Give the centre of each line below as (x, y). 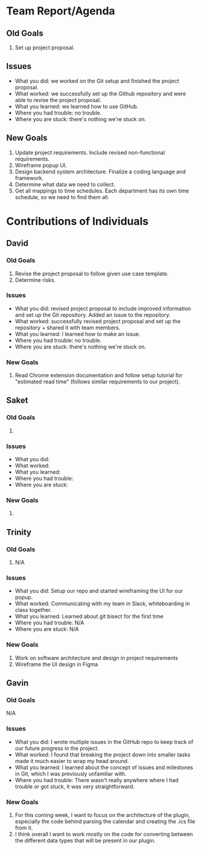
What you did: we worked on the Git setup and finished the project (97, 81)
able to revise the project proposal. (58, 100)
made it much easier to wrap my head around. (72, 761)
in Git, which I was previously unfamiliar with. (71, 774)
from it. (24, 828)
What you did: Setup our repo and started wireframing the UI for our (99, 591)
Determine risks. (35, 280)
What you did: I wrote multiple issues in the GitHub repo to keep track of (104, 741)
